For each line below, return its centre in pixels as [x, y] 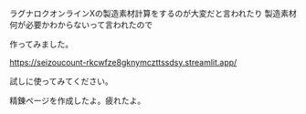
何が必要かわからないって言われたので [81, 25]
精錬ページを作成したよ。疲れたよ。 [78, 100]
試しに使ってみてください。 [61, 81]
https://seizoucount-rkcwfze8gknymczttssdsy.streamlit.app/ [123, 62]
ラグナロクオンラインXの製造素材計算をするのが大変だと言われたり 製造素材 [153, 13]
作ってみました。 [42, 44]
